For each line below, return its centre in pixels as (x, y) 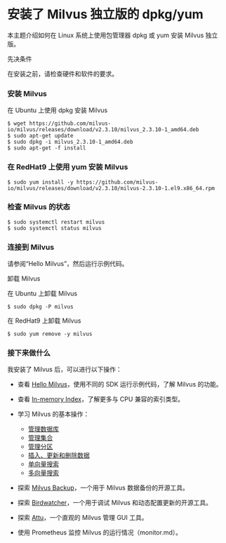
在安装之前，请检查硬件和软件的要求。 (62, 74)
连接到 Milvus (31, 247)
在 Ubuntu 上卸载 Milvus (42, 294)
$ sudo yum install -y (40, 182)
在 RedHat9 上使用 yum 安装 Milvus (68, 167)
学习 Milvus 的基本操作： (53, 414)
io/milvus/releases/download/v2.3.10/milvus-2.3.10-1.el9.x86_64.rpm (111, 188)
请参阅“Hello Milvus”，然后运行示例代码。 (68, 264)
